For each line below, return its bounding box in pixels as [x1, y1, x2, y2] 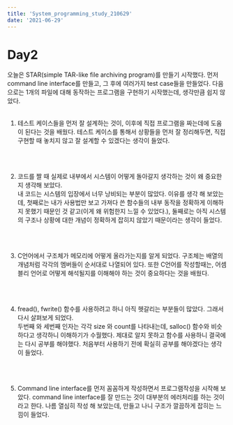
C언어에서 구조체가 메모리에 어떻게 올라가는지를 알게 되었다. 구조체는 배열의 [17, 252, 223, 260]
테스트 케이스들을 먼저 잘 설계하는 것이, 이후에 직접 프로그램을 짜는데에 [17, 119, 209, 128]
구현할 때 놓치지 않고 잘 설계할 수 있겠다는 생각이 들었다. [17, 137, 170, 145]
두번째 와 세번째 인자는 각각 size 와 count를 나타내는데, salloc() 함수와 [17, 322, 210, 331]
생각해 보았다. [24, 181, 63, 189]
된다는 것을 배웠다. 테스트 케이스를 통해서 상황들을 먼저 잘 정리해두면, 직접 [24, 128, 226, 136]
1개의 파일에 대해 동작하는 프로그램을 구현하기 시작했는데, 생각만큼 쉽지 [25, 88, 218, 96]
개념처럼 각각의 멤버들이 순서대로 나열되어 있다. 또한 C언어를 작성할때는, [17, 260, 214, 269]
